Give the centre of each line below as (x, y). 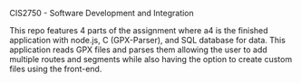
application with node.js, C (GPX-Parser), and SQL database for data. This (147, 40)
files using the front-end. (56, 69)
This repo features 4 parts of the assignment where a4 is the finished (139, 30)
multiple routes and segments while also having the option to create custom (151, 59)
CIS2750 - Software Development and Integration (102, 13)
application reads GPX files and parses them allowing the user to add (138, 50)
